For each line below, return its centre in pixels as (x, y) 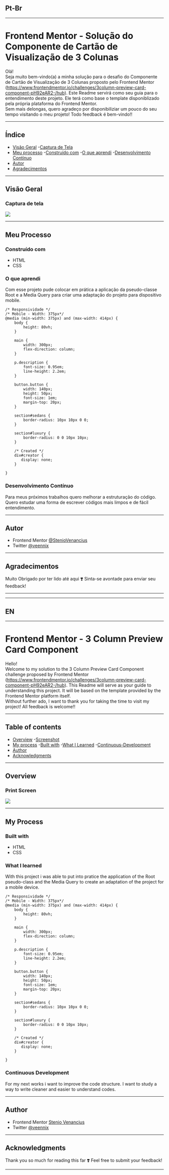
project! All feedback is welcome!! (40, 706)
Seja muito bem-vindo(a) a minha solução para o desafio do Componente (81, 77)
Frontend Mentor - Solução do (69, 36)
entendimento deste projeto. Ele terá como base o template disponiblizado (82, 98)
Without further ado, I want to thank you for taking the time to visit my (77, 701)
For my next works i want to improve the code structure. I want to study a (81, 1084)
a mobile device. (22, 887)
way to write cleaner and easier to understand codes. (61, 1089)
